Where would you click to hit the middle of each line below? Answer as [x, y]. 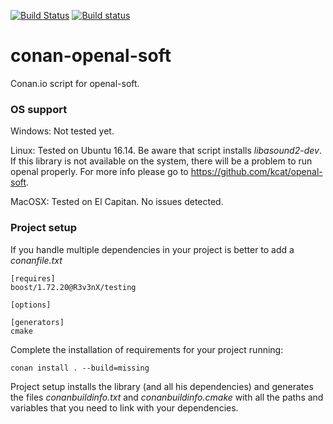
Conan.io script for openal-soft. [75, 83]
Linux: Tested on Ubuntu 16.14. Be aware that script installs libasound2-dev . [166, 151]
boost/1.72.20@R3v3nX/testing [73, 287]
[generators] [37, 322]
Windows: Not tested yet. [62, 131]
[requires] [33, 278]
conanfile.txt [36, 260]
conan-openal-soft [91, 56]
